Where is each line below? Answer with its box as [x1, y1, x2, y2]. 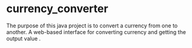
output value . [6, 35, 41, 42]
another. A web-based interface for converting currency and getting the [6, 28, 187, 35]
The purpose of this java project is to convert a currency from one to [6, 22, 178, 29]
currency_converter [6, 2, 108, 16]
